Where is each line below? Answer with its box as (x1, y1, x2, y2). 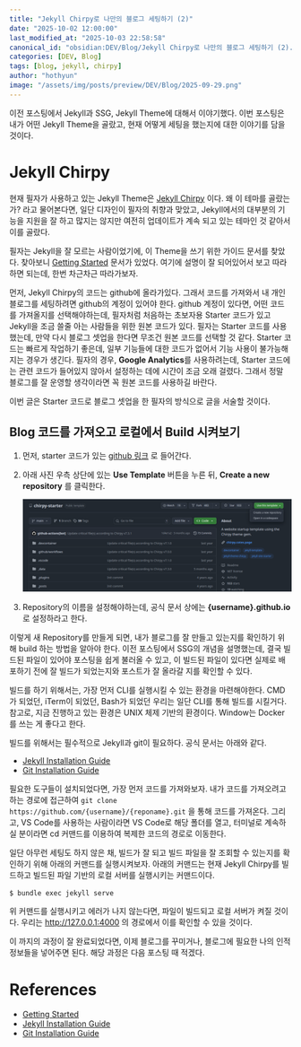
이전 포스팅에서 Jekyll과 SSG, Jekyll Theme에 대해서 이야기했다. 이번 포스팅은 (9, 108, 285, 118)
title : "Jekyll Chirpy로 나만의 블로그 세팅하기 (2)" (9, 14, 193, 23)
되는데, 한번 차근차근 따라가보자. (25, 267, 139, 278)
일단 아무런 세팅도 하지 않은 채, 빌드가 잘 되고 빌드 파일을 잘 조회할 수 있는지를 (9, 847, 281, 858)
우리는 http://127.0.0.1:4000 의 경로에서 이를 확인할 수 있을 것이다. (21, 917, 254, 928)
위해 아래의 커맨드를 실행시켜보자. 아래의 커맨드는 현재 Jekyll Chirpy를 (32, 858, 280, 869)
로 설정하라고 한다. (21, 613, 88, 624)
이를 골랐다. (9, 226, 51, 237)
